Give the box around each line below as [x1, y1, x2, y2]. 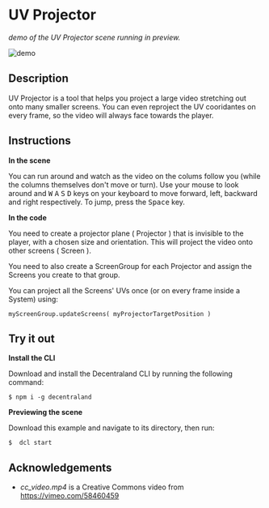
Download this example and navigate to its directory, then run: [8, 423, 216, 433]
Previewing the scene [8, 408, 83, 417]
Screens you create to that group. [8, 270, 120, 280]
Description [8, 71, 69, 86]
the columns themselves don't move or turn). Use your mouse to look [8, 180, 240, 190]
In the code [8, 212, 47, 222]
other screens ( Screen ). [8, 245, 91, 255]
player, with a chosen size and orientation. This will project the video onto [8, 237, 253, 246]
